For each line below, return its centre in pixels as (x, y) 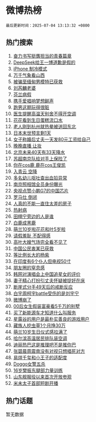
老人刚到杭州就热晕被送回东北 (44, 126)
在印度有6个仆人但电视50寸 (42, 261)
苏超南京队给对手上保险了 (40, 158)
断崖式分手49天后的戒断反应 (43, 287)
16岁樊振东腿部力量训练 (38, 370)
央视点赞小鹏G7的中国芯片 (41, 190)
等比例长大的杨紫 (31, 255)
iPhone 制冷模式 (30, 69)
